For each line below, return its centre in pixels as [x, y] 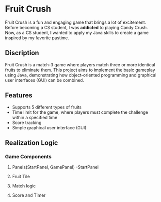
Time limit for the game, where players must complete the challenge [80, 112]
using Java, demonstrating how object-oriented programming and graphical [81, 75]
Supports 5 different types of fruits [47, 107]
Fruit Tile [21, 177]
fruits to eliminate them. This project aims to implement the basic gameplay [80, 70]
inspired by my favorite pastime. [37, 38]
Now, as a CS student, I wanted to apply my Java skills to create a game [77, 32]
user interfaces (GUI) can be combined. [45, 80]
